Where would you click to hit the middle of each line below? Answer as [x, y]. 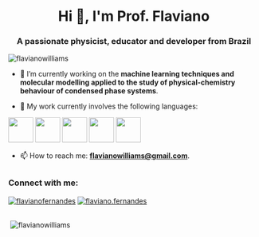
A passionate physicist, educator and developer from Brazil [134, 41]
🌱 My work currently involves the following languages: [109, 106]
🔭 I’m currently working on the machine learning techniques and [127, 74]
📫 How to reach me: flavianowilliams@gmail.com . [104, 156]
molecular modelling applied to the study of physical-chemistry [128, 82]
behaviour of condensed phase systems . [89, 91]
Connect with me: [43, 183]
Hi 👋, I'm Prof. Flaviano [134, 16]
